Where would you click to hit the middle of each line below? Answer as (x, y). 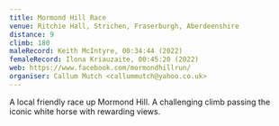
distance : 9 (31, 34)
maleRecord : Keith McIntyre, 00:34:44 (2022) (96, 51)
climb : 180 (30, 43)
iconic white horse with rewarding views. (85, 111)
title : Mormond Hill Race (58, 18)
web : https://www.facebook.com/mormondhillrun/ (100, 68)
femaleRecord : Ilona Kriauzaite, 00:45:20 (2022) (104, 59)
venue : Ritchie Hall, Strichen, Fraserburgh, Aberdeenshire (125, 26)
